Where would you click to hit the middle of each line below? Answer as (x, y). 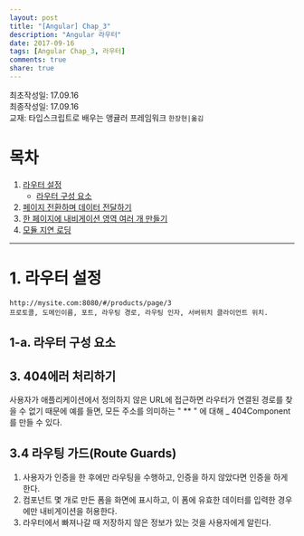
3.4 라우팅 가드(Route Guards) (93, 454)
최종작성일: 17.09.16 (44, 106)
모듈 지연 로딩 (47, 230)
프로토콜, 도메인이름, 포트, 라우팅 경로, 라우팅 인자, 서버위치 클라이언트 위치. (139, 312)
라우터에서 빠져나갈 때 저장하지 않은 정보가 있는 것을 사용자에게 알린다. (147, 522)
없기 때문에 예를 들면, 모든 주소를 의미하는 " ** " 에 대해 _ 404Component (160, 411)
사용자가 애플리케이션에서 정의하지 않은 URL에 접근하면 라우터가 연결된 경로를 (146, 399)
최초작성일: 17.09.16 (44, 95)
